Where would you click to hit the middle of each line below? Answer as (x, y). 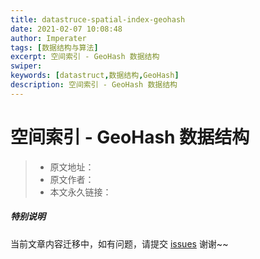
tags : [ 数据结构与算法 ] (54, 47)
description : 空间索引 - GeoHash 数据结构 (94, 85)
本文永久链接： (80, 192)
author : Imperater (48, 38)
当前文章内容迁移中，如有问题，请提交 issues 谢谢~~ (119, 243)
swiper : (26, 66)
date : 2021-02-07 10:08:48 (66, 29)
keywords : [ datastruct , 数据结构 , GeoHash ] (95, 76)
